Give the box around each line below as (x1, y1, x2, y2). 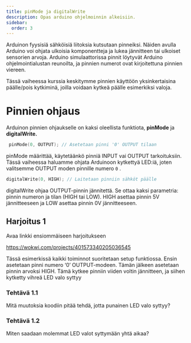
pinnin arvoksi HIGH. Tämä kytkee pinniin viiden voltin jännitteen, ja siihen (6, 268, 185, 275)
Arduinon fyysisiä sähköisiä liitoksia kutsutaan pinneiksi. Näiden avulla (6, 41, 176, 48)
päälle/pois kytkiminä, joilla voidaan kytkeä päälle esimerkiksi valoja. (6, 84, 172, 91)
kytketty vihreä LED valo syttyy (6, 273, 82, 281)
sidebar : (6, 19, 28, 25)
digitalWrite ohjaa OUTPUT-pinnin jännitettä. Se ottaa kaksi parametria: (6, 187, 179, 194)
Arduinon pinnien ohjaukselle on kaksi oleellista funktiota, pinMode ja (6, 124, 175, 131)
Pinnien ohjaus (6, 104, 81, 118)
